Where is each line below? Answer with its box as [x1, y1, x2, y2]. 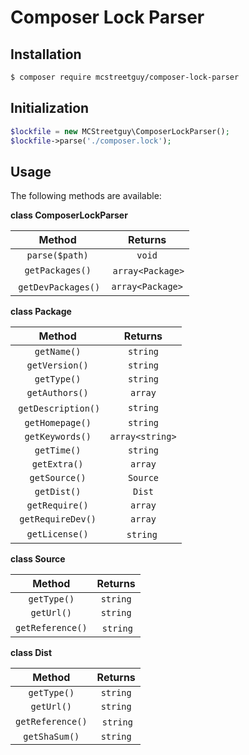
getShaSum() [23, 731, 80, 743]
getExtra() [31, 459, 84, 470]
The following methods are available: [10, 190, 162, 202]
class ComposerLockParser [10, 209, 128, 221]
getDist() [34, 486, 82, 498]
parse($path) [26, 250, 89, 261]
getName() [34, 346, 82, 358]
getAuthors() [26, 387, 89, 399]
